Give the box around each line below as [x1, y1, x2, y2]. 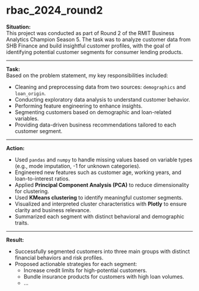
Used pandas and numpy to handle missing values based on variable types [14, 156, 192, 163]
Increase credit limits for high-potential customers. [23, 267, 147, 274]
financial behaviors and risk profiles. [14, 254, 104, 261]
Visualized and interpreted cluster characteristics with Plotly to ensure [14, 200, 187, 207]
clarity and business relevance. [14, 206, 91, 214]
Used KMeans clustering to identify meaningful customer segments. [14, 194, 184, 201]
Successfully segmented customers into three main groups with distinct [14, 248, 190, 255]
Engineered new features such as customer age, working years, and [14, 169, 182, 176]
